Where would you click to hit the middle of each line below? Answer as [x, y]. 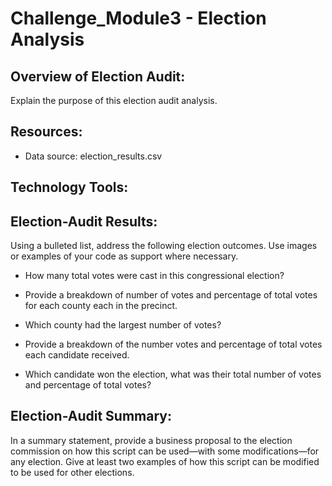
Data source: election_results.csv [93, 156]
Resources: [46, 132]
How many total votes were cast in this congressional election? [154, 276]
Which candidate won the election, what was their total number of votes [173, 374]
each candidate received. [77, 355]
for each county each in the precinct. [101, 306]
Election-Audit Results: [84, 221]
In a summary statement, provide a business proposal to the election [151, 440]
